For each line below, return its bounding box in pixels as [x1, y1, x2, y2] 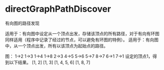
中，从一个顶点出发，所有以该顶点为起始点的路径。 [5, 43, 108, 48]
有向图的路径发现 [5, 20, 40, 26]
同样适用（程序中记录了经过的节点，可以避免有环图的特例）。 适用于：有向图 [5, 37, 159, 43]
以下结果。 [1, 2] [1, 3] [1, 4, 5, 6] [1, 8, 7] [9, 59, 91, 65]
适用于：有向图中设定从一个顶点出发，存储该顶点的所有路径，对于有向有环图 [5, 30, 160, 36]
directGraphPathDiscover [5, 3, 111, 15]
